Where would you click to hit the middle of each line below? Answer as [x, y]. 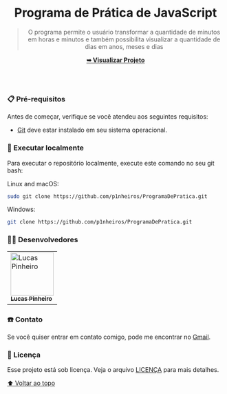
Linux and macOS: [33, 184]
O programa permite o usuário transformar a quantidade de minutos [124, 32]
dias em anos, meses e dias [124, 46]
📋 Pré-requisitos [36, 99]
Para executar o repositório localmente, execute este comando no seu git [111, 163]
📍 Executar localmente [45, 148]
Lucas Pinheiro [32, 299]
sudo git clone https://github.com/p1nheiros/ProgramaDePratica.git [107, 196]
